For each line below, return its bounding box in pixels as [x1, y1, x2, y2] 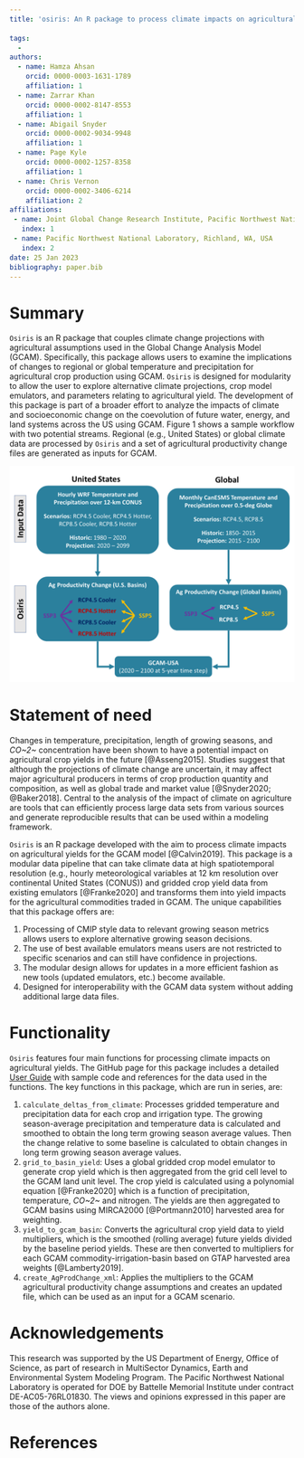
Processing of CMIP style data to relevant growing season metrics [22, 923, 270, 935]
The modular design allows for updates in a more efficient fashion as [22, 962, 279, 973]
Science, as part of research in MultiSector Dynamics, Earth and [9, 1362, 249, 1374]
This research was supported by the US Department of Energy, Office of [9, 1353, 279, 1364]
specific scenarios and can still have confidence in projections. [22, 952, 258, 963]
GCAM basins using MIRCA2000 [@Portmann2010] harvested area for [22, 1205, 285, 1216]
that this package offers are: [9, 906, 115, 917]
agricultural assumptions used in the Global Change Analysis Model [9, 342, 261, 353]
